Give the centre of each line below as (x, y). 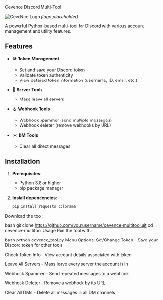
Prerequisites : (27, 173)
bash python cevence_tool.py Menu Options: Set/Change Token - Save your (81, 240)
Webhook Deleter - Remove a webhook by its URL (55, 283)
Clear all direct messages (45, 146)
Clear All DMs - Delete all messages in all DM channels (60, 292)
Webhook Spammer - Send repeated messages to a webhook (67, 273)
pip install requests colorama (44, 206)
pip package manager (41, 188)
